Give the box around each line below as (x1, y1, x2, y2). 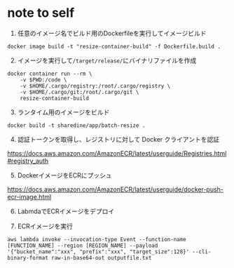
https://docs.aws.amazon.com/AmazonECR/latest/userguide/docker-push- (7, 185, 224, 194)
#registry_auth (7, 156, 49, 165)
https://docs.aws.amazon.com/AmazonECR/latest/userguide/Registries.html (7, 149, 227, 157)
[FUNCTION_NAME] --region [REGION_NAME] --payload (7, 242, 158, 249)
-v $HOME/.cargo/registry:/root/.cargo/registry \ (20, 82, 171, 89)
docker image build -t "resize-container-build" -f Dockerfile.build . (7, 43, 221, 50)
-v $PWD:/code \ (20, 76, 68, 83)
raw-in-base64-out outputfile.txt (51, 254, 152, 261)
